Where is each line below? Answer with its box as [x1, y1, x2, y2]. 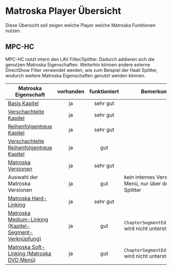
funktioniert [89, 88, 119, 95]
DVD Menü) [8, 256, 36, 263]
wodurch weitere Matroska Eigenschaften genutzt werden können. [5, 72, 146, 79]
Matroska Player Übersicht [5, 5, 121, 17]
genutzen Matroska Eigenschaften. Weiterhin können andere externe [5, 62, 150, 68]
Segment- [8, 228, 33, 236]
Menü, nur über [123, 180, 161, 187]
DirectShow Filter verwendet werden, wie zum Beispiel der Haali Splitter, [5, 67, 158, 73]
